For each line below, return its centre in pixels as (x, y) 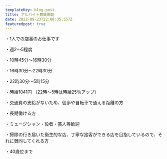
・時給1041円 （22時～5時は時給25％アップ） (52, 92)
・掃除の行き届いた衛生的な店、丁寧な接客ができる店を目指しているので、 (82, 135)
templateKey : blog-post (30, 10)
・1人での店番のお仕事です (32, 39)
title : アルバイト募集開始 (30, 15)
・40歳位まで (19, 151)
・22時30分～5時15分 (27, 81)
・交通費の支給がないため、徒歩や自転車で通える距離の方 (64, 103)
